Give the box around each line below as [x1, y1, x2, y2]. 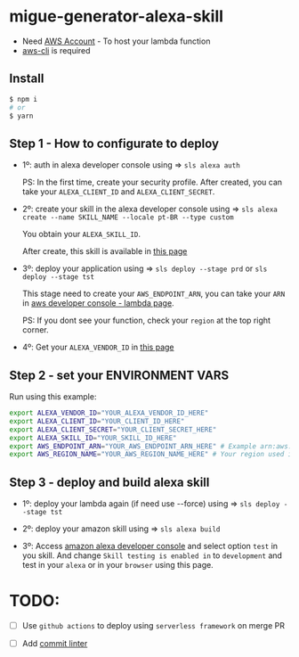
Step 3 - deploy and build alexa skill [9, 474, 210, 489]
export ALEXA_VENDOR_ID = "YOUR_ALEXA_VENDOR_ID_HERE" [9, 408, 209, 417]
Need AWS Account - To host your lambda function [21, 36, 211, 46]
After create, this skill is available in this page [21, 246, 188, 257]
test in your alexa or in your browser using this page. [21, 560, 214, 571]
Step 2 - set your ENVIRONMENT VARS [9, 367, 230, 382]
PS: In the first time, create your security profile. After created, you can [21, 177, 283, 188]
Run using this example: [9, 391, 97, 402]
